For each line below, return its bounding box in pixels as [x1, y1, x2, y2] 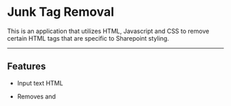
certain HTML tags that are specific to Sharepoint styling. [7, 34, 170, 42]
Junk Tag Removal [7, 4, 115, 20]
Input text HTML [16, 78, 63, 87]
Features [7, 61, 46, 72]
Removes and [16, 92, 56, 100]
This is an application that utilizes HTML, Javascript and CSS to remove [7, 27, 210, 35]
